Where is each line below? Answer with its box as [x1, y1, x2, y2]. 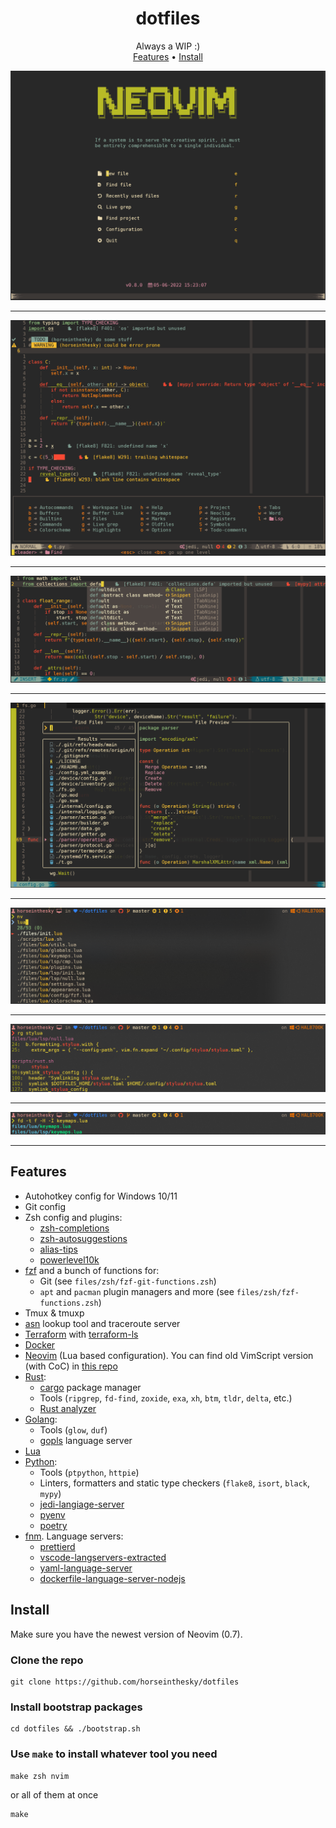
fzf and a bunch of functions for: [24, 1264, 160, 1276]
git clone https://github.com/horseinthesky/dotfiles [10, 1677, 240, 1687]
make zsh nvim [10, 1771, 70, 1781]
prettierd [39, 1540, 76, 1552]
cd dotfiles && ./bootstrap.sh [10, 1724, 141, 1734]
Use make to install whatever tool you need [10, 1747, 218, 1761]
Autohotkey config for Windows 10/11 [24, 1190, 178, 1202]
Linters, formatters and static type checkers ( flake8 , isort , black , [39, 1477, 311, 1489]
